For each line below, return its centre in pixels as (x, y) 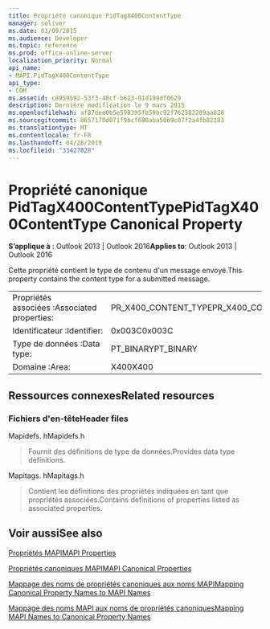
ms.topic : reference (43, 46)
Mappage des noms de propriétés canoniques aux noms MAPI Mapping (126, 584)
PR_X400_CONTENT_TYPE (162, 308)
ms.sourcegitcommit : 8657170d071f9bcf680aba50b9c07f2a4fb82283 (117, 120)
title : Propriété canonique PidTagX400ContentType (95, 16)
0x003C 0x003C (142, 331)
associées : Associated (55, 308)
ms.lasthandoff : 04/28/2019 (55, 143)
